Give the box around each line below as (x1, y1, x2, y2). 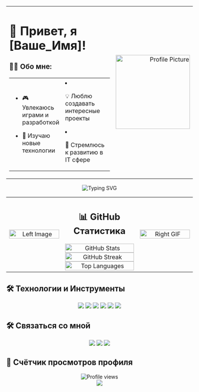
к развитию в (65, 148, 104, 156)
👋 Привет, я (9, 23, 78, 38)
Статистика (73, 225, 126, 237)
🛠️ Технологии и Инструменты (6, 284, 126, 294)
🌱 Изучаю (22, 131, 50, 140)
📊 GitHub (79, 211, 120, 223)
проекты (65, 114, 90, 122)
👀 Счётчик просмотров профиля (6, 358, 133, 368)
